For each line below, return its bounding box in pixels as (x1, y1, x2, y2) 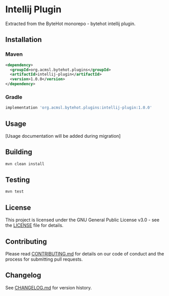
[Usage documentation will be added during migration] (5, 133, 121, 139)
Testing (5, 176, 30, 184)
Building (5, 147, 32, 157)
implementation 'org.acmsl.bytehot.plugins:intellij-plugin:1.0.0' (5, 105, 153, 111)
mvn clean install (5, 161, 45, 166)
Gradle (5, 93, 23, 100)
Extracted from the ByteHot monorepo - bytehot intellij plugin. (5, 20, 136, 27)
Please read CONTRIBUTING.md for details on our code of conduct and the (5, 250, 164, 257)
